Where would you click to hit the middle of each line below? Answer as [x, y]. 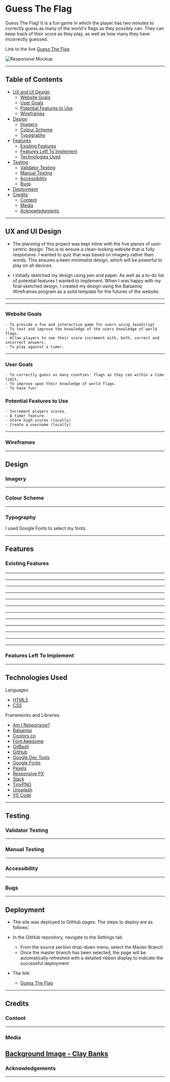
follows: [21, 927]
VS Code [22, 795]
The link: [22, 973]
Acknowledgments [40, 211]
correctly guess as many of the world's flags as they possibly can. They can [85, 28]
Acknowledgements [31, 1068]
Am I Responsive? [31, 725]
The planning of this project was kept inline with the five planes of [81, 244]
